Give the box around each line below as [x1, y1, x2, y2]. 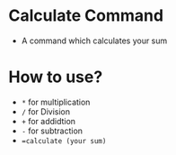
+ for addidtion [21, 115, 76, 126]
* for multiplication [21, 96, 91, 107]
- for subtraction [21, 125, 83, 136]
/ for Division [21, 105, 71, 117]
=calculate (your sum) [21, 136, 107, 145]
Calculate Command [8, 5, 163, 26]
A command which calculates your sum [21, 35, 168, 46]
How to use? [8, 67, 103, 87]
